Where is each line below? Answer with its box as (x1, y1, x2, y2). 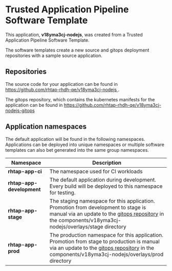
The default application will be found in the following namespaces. (5, 136, 145, 142)
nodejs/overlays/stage (49, 223, 103, 230)
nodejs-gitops (5, 107, 35, 114)
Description (92, 159, 122, 166)
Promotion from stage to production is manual (49, 238, 160, 245)
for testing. (49, 189, 76, 196)
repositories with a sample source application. (5, 52, 102, 59)
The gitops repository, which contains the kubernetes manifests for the (5, 96, 155, 102)
